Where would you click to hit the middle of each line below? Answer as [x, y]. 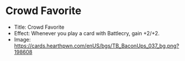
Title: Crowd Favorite [39, 27]
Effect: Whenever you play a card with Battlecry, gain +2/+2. [87, 33]
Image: [22, 39]
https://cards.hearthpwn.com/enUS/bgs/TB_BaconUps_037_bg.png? [97, 46]
